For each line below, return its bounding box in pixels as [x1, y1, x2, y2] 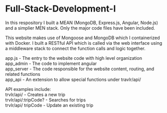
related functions [5, 71, 41, 77]
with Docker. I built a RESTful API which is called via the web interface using [5, 40, 162, 46]
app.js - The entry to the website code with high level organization [5, 55, 142, 61]
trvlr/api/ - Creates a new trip [5, 91, 66, 97]
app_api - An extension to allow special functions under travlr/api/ [5, 76, 141, 82]
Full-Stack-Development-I [5, 3, 116, 15]
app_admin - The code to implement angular [5, 60, 97, 66]
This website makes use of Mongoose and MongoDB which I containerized [5, 35, 160, 41]
